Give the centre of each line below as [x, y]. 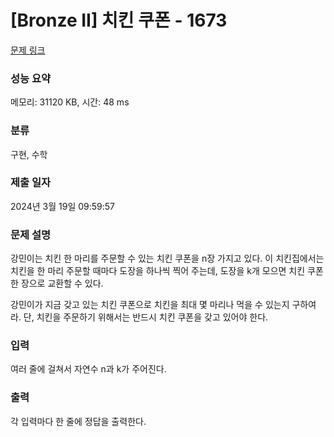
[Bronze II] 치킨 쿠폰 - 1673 [119, 20]
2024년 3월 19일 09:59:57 [63, 206]
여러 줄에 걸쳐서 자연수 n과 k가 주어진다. [88, 369]
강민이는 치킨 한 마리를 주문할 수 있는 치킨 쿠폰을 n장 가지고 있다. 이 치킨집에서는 [167, 258]
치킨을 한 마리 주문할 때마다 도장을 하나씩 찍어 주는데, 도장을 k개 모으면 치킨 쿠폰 [167, 271]
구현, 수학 [29, 154]
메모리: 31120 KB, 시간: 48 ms [70, 102]
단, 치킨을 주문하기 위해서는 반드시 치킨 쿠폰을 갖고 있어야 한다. [146, 317]
